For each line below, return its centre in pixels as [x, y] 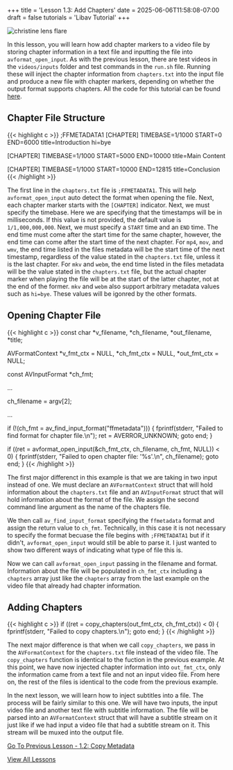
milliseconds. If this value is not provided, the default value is [94, 219]
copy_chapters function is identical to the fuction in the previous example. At [116, 660]
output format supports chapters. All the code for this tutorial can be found [114, 89]
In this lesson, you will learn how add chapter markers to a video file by [109, 44]
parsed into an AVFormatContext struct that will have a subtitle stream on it [112, 718]
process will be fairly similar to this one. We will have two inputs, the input [113, 703]
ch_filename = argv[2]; [40, 401]
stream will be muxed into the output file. [66, 732]
